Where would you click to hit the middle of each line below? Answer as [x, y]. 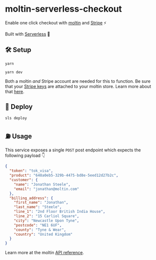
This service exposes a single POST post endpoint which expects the [73, 150]
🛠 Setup [18, 50]
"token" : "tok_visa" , [31, 171]
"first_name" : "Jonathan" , [41, 203]
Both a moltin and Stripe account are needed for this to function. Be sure [78, 81]
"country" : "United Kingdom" [43, 234]
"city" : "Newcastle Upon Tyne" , [46, 221]
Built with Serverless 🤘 [27, 34]
